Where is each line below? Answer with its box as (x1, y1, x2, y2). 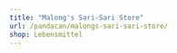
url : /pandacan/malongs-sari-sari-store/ (9, 22, 169, 31)
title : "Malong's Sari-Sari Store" (9, 13, 144, 22)
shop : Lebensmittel (9, 30, 84, 39)
